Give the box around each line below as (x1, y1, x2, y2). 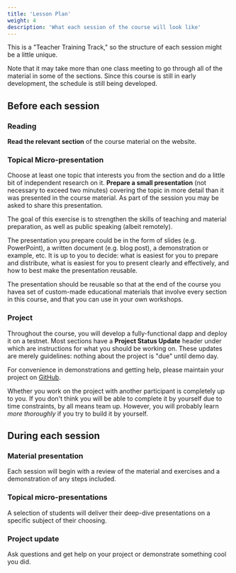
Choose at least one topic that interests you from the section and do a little (7, 171, 225, 179)
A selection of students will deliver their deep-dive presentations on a (7, 508, 210, 517)
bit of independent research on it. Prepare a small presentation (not (7, 179, 207, 187)
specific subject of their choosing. (7, 516, 108, 525)
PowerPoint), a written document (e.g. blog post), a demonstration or (7, 244, 209, 252)
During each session (7, 430, 101, 442)
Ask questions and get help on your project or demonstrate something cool (7, 550, 227, 558)
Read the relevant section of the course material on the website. (7, 138, 197, 146)
